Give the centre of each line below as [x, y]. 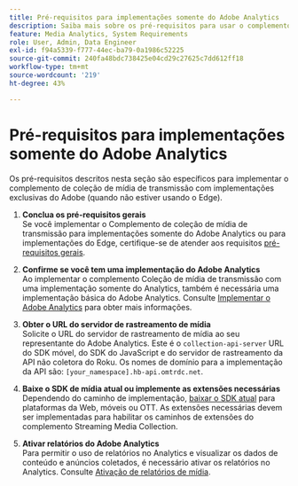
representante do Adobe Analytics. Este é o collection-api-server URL [153, 343]
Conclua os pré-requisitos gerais [84, 215]
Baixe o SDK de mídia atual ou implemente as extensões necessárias [151, 388]
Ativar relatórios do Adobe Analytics [90, 443]
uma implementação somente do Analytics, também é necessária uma [150, 288]
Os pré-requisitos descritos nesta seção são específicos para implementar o [149, 178]
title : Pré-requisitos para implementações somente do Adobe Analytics [144, 17]
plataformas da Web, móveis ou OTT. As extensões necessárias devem [152, 407]
